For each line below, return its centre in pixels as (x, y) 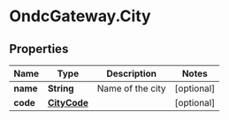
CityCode (68, 103)
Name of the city (131, 88)
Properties (39, 49)
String (61, 88)
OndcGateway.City (80, 16)
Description (131, 74)
